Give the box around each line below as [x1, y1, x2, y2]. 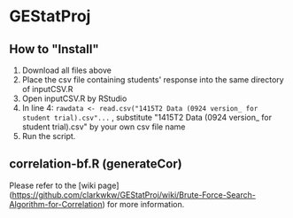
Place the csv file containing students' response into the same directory [21, 74, 285, 85]
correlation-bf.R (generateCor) [9, 157, 183, 172]
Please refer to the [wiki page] [9, 180, 120, 191]
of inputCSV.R [21, 84, 73, 94]
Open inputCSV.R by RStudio [21, 93, 127, 104]
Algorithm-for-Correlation [9, 199, 103, 209]
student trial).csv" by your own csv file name [21, 121, 186, 132]
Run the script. [21, 131, 76, 141]
